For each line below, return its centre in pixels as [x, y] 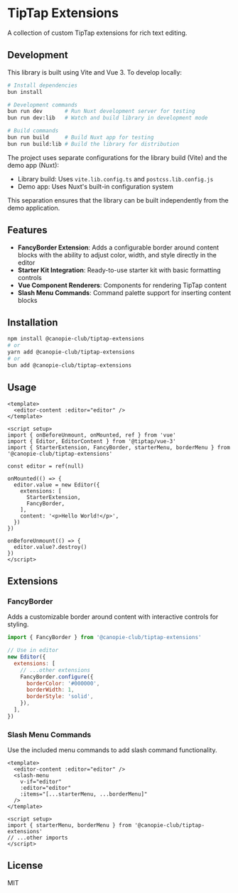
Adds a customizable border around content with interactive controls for [113, 617]
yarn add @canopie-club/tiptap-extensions [71, 352]
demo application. [34, 208]
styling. [18, 624]
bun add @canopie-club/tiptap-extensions [70, 365]
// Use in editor [33, 651]
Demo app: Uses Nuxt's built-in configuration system [96, 186]
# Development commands [43, 105]
